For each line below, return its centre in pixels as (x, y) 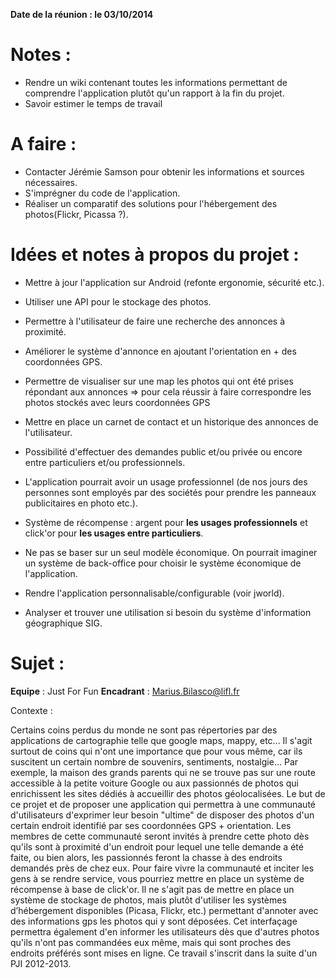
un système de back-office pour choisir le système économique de (163, 563)
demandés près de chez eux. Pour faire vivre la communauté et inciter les (162, 868)
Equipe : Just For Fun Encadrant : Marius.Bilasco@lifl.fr (125, 691)
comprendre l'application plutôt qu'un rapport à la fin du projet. (154, 93)
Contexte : (31, 710)
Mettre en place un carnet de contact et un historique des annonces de (171, 421)
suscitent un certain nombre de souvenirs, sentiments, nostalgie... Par (154, 761)
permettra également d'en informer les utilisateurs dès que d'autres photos (165, 931)
